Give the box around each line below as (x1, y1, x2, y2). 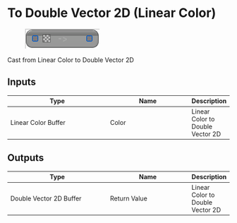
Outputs (7, 152, 44, 164)
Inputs (7, 76, 37, 88)
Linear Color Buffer (10, 119, 66, 126)
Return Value (110, 194, 148, 203)
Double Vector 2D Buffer (10, 194, 82, 203)
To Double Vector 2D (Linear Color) (7, 5, 217, 21)
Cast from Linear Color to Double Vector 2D (7, 55, 134, 64)
